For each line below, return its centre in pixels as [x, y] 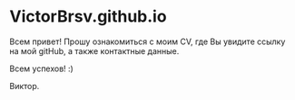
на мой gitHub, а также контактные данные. [94, 50]
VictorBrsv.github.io [88, 17]
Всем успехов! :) [42, 68]
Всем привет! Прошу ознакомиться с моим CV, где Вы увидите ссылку [147, 41]
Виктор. [25, 86]
